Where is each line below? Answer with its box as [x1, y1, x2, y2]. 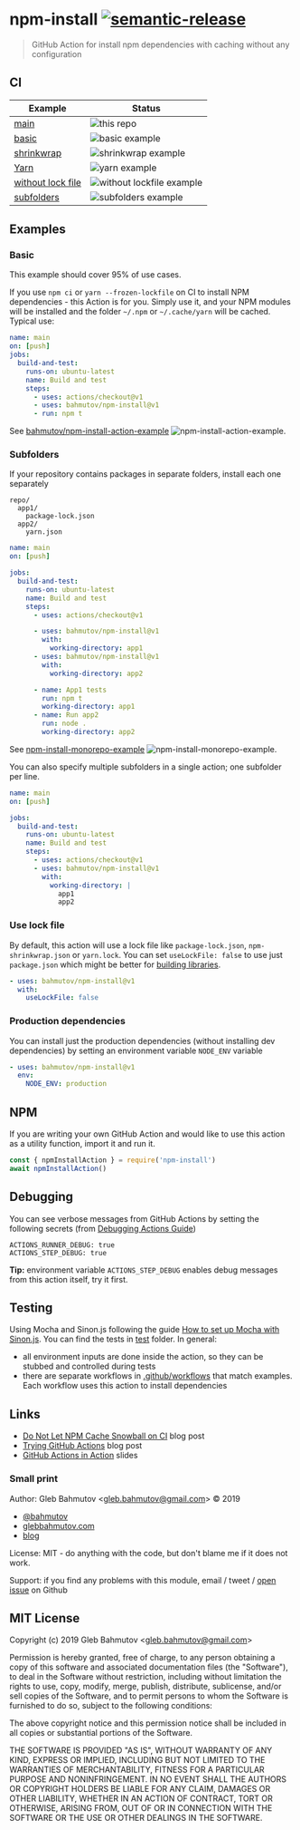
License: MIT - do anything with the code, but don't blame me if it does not [9, 1547, 288, 1558]
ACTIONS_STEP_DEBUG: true [9, 1248, 107, 1257]
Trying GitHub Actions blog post [22, 1440, 143, 1451]
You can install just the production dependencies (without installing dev [9, 1035, 276, 1046]
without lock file [14, 176, 81, 189]
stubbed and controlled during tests [22, 1360, 156, 1372]
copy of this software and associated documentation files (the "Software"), [9, 1661, 289, 1672]
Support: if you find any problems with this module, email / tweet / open [9, 1574, 277, 1585]
